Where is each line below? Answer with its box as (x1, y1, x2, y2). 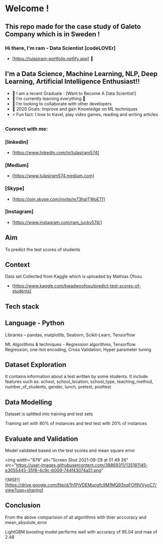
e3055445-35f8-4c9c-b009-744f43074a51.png (5, 467, 102, 473)
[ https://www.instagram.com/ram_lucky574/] (12, 219, 103, 225)
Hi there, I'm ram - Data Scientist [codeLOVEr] (5, 44, 116, 51)
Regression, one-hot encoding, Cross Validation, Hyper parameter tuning (5, 346, 152, 352)
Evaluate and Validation (5, 435, 78, 443)
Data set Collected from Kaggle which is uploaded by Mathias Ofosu (5, 274, 142, 280)
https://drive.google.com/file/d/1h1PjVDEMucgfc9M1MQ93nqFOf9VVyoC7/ (6, 482, 157, 488)
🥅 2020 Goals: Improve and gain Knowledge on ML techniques (12, 106, 138, 112)
